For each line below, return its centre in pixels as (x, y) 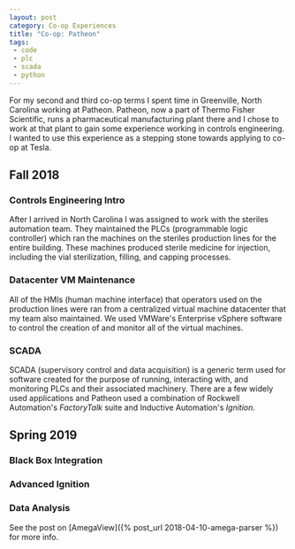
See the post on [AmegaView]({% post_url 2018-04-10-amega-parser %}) (144, 527)
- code (25, 50)
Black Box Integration (56, 460)
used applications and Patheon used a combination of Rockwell (125, 398)
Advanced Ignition (49, 484)
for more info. (34, 537)
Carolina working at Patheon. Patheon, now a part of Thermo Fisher (132, 109)
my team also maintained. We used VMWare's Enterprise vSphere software (146, 318)
